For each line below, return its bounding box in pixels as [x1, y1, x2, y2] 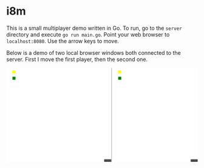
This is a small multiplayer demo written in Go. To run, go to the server [6, 24, 182, 32]
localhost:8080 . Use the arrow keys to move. [6, 37, 120, 44]
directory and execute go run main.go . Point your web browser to [6, 30, 170, 38]
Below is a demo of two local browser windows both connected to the [6, 49, 181, 56]
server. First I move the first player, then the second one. [6, 55, 148, 63]
